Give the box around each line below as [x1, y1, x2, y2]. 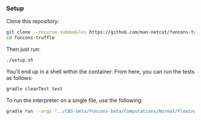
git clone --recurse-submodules [6, 29, 87, 35]
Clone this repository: [6, 18, 60, 25]
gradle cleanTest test [6, 85, 63, 92]
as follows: [6, 74, 33, 81]
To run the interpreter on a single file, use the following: [6, 97, 143, 104]
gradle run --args [6, 108, 52, 114]
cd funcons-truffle [6, 35, 55, 41]
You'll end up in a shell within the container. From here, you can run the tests [6, 67, 195, 75]
